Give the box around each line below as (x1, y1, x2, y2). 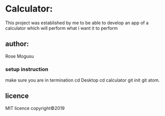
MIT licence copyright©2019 (5, 105, 65, 111)
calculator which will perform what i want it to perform (5, 25, 118, 31)
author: (5, 40, 29, 48)
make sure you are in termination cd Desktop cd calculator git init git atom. (5, 77, 160, 83)
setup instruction (5, 66, 49, 73)
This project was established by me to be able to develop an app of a (5, 20, 149, 26)
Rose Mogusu (5, 53, 34, 59)
